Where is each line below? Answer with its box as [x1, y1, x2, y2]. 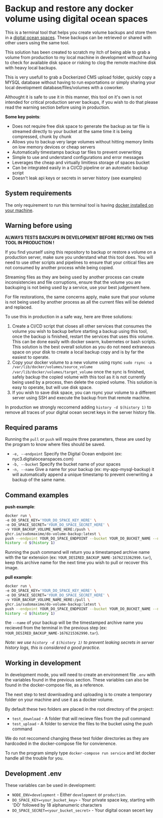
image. [5, 565, 19, 571]
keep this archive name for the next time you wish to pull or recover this [5, 560, 148, 565]
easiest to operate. [12, 354, 50, 360]
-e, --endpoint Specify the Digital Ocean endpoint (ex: [12, 451, 123, 457]
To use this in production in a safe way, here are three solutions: [5, 313, 133, 319]
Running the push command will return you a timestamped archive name [5, 549, 150, 555]
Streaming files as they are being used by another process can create [5, 274, 145, 280]
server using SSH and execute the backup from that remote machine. [12, 394, 151, 400]
